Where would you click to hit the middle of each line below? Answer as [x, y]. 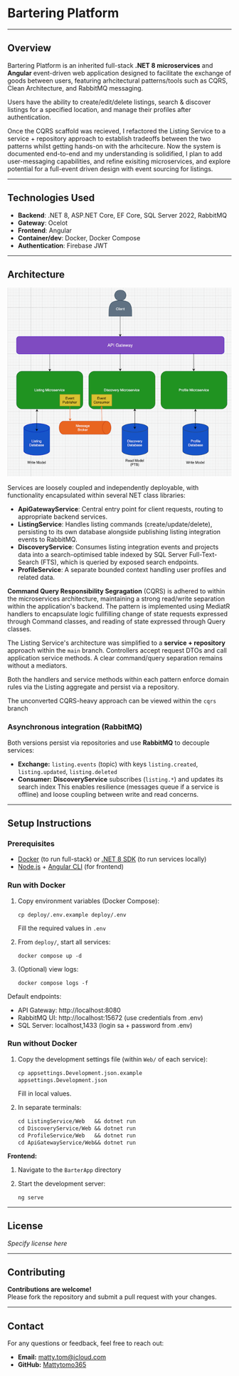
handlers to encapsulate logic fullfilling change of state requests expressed [118, 614]
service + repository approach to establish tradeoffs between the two [109, 138]
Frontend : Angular [45, 230]
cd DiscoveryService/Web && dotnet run [77, 1128]
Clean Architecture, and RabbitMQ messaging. [75, 88]
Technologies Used [51, 198]
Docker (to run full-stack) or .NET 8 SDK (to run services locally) [112, 859]
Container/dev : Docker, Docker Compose [79, 238]
